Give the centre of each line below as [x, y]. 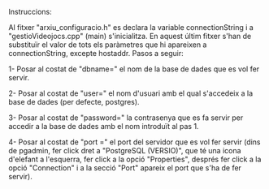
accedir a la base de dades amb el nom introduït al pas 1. [104, 126]
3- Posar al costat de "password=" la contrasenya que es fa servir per [126, 118]
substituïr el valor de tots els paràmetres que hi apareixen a [108, 45]
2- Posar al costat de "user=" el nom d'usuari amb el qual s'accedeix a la [131, 93]
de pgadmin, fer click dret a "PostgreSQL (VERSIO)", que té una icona [125, 150]
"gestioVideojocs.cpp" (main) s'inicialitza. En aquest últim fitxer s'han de [130, 36]
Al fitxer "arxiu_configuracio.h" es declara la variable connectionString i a [131, 27]
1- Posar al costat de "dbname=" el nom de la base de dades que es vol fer [134, 69]
